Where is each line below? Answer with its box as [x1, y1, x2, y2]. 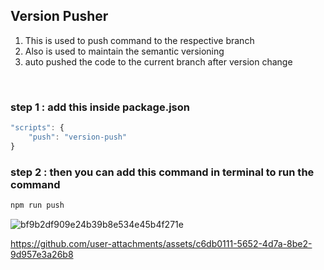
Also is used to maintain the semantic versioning [24, 45, 225, 57]
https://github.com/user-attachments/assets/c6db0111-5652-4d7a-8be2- [10, 237, 313, 249]
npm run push [10, 200, 65, 211]
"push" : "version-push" [28, 132, 128, 142]
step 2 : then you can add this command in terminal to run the [10, 165, 315, 179]
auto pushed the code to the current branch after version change [24, 55, 293, 68]
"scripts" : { [10, 123, 65, 133]
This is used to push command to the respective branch [24, 34, 255, 46]
